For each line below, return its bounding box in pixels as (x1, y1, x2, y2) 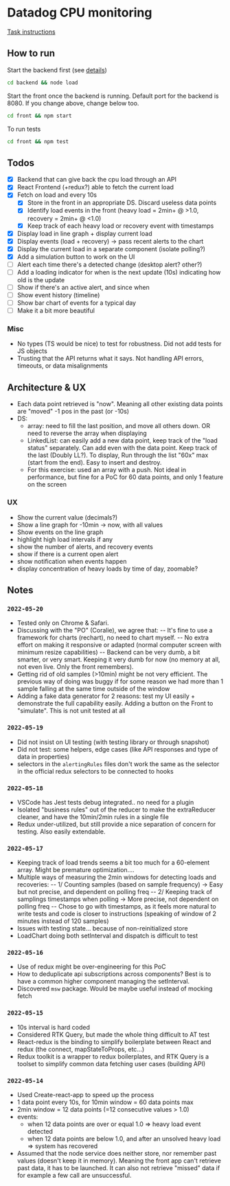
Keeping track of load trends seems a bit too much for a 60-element (16, 858, 210, 867)
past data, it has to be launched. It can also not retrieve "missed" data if (16, 1164, 220, 1172)
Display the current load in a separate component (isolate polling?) (16, 244, 206, 253)
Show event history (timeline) (16, 291, 100, 299)
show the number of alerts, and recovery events (16, 542, 153, 551)
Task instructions (7, 28, 56, 36)
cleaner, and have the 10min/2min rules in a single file (16, 812, 170, 820)
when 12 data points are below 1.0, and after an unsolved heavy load (27, 1134, 221, 1143)
